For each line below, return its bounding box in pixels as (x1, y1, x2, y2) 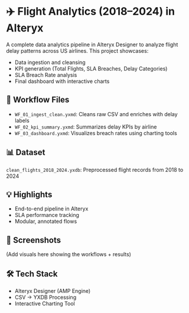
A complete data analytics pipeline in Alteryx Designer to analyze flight (6, 41, 178, 48)
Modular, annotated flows (14, 218, 77, 225)
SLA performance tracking (14, 212, 80, 219)
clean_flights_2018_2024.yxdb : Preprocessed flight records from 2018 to (6, 166, 184, 173)
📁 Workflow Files (6, 95, 70, 105)
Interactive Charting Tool (14, 300, 75, 307)
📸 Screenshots (6, 235, 61, 245)
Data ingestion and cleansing (14, 59, 86, 66)
